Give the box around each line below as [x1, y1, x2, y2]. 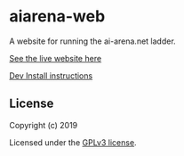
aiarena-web [9, 6, 106, 27]
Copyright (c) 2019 [9, 119, 78, 130]
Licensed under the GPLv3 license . [9, 136, 137, 148]
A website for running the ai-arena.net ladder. [9, 36, 176, 46]
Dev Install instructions [9, 70, 93, 81]
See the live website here [9, 53, 102, 63]
